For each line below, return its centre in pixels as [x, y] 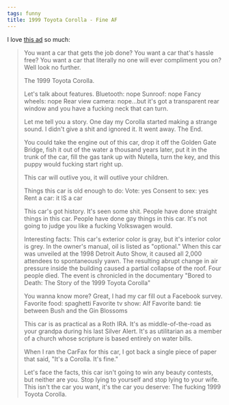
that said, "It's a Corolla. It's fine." [71, 359]
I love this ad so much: [39, 39]
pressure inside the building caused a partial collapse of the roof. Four [122, 268]
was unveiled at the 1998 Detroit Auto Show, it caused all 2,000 [113, 254]
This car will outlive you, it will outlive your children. [96, 177]
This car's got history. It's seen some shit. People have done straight [120, 211]
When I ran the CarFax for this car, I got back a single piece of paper [120, 352]
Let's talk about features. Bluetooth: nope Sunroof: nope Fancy [112, 94]
